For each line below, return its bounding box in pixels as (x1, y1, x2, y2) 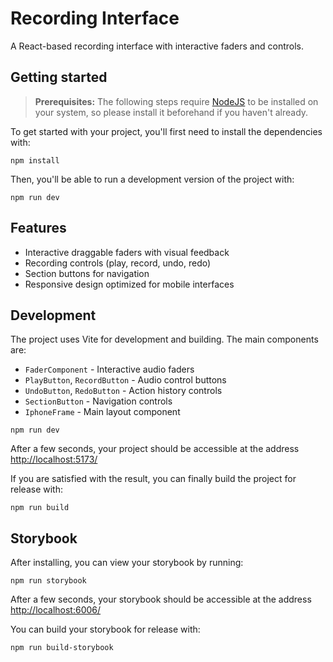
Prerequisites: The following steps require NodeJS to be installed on (34, 95, 319, 107)
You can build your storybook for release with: (10, 623, 201, 636)
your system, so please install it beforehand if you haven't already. (34, 106, 309, 118)
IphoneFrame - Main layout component (24, 406, 181, 418)
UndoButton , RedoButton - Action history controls (24, 385, 223, 397)
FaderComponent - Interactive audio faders (24, 363, 195, 376)
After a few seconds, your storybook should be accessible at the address (10, 593, 312, 606)
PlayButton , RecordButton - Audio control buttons (24, 374, 227, 386)
